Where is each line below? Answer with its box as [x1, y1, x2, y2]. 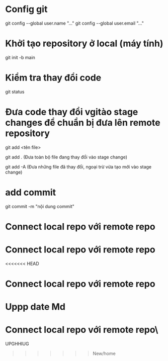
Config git [5, 4, 48, 15]
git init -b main [5, 54, 35, 60]
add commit [5, 187, 56, 198]
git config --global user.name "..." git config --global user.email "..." [5, 20, 144, 26]
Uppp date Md [5, 301, 66, 313]
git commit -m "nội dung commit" [5, 203, 74, 209]
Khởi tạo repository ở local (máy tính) [5, 38, 163, 49]
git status [5, 88, 25, 95]
